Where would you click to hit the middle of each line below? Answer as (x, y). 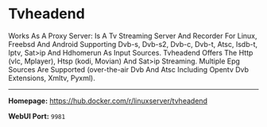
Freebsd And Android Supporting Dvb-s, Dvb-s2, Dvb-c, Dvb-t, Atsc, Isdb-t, (133, 44)
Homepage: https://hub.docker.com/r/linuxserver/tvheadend (108, 101)
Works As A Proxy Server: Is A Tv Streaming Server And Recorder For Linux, (133, 36)
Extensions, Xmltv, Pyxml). (52, 78)
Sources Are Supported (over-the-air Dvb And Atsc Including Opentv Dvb (128, 69)
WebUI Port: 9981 (37, 116)
